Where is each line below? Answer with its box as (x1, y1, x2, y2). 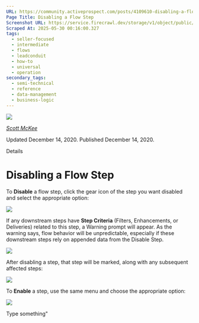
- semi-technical (11, 81, 54, 87)
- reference (11, 86, 41, 92)
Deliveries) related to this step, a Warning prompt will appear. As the (6, 223, 172, 230)
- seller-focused (11, 36, 54, 42)
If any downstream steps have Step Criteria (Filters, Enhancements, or (6, 217, 179, 224)
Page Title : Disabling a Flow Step (6, 14, 94, 20)
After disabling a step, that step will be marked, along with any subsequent (6, 258, 188, 265)
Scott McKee (6, 124, 38, 131)
